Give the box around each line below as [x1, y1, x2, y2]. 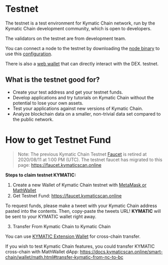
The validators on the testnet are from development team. [5, 35, 126, 41]
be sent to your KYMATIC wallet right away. [5, 213, 97, 219]
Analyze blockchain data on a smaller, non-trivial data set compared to [12, 111, 161, 117]
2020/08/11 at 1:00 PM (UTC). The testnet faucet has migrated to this [17, 157, 163, 163]
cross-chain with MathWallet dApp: [5, 249, 79, 255]
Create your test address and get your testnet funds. [12, 89, 123, 95]
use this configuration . [5, 51, 52, 57]
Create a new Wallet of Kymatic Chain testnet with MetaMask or [12, 182, 147, 188]
